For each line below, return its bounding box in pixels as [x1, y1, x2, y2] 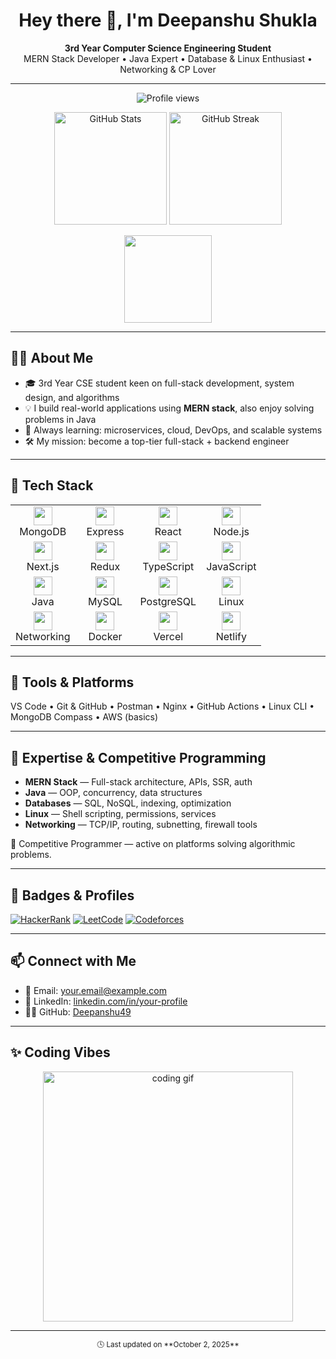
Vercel [153, 629, 184, 643]
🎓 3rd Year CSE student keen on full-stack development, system [24, 377, 295, 389]
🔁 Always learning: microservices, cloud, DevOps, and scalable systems [24, 424, 323, 436]
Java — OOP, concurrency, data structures [24, 787, 203, 799]
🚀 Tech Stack [10, 477, 94, 494]
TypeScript [142, 559, 195, 573]
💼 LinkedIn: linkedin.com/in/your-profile [24, 995, 188, 1007]
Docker [88, 629, 123, 643]
